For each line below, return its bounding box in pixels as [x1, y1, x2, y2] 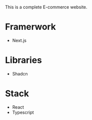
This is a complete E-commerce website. [5, 4, 88, 10]
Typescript [12, 109, 34, 115]
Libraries [5, 55, 42, 66]
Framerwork [5, 22, 56, 32]
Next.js [12, 37, 27, 43]
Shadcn [12, 71, 28, 76]
